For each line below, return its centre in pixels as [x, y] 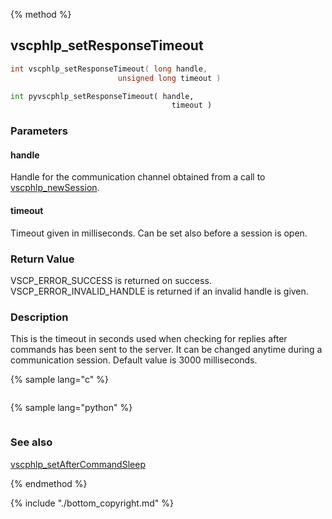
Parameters [39, 131]
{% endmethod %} [49, 483]
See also [31, 442]
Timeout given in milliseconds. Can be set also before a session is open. [159, 233]
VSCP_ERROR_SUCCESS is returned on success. [111, 280]
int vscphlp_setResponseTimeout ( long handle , [109, 69]
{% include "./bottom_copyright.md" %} [92, 503]
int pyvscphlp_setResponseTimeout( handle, [102, 96]
